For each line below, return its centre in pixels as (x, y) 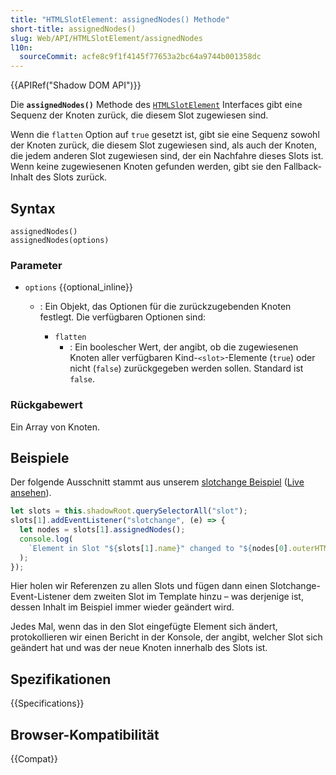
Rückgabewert (46, 405)
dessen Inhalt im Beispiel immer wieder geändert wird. (122, 607)
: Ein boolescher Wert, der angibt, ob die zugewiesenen (184, 347)
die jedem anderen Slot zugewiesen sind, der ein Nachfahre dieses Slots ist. (167, 156)
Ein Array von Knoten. (55, 427)
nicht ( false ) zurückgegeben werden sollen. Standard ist (186, 368)
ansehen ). (31, 493)
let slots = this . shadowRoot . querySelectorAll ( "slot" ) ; (129, 511)
